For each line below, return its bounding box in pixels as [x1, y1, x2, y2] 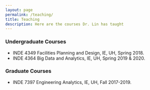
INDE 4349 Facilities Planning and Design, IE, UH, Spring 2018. [12, 50, 144, 56]
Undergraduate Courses [5, 38, 67, 46]
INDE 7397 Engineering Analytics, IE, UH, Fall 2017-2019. [12, 79, 132, 85]
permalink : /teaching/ [5, 12, 53, 17]
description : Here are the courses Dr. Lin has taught [5, 21, 124, 27]
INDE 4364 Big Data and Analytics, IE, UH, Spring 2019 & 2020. [12, 55, 145, 61]
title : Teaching [5, 17, 40, 22]
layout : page [5, 7, 33, 13]
